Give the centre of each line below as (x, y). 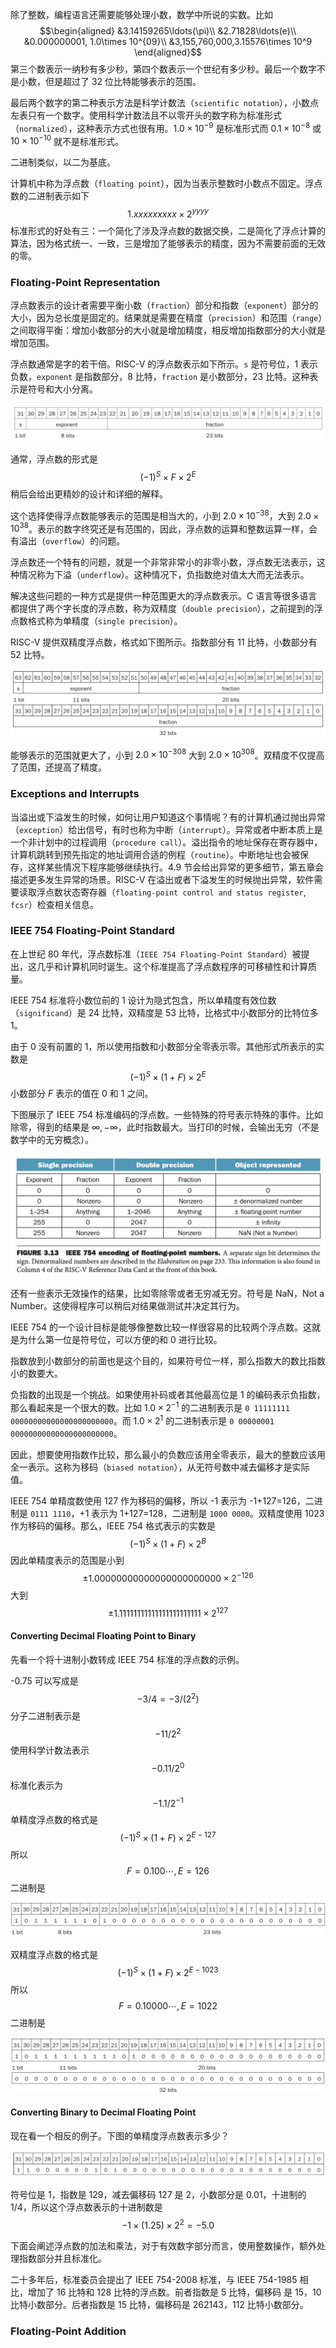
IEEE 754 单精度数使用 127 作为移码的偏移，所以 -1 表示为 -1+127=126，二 (162, 1500)
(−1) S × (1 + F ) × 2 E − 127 (168, 1837)
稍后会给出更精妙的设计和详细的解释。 (89, 494)
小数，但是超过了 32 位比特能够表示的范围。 (110, 81)
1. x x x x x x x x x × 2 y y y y (168, 213)
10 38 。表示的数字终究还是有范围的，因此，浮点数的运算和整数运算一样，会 (164, 528)
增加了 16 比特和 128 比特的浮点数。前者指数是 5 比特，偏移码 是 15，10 (174, 2292)
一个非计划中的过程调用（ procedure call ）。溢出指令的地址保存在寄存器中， (166, 842)
